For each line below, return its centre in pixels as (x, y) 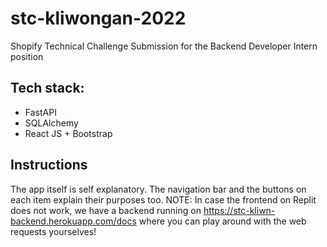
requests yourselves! (53, 231)
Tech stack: (47, 88)
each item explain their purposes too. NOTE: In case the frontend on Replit (163, 199)
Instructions (49, 165)
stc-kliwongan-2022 (98, 18)
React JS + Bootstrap (68, 133)
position (27, 56)
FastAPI (40, 112)
